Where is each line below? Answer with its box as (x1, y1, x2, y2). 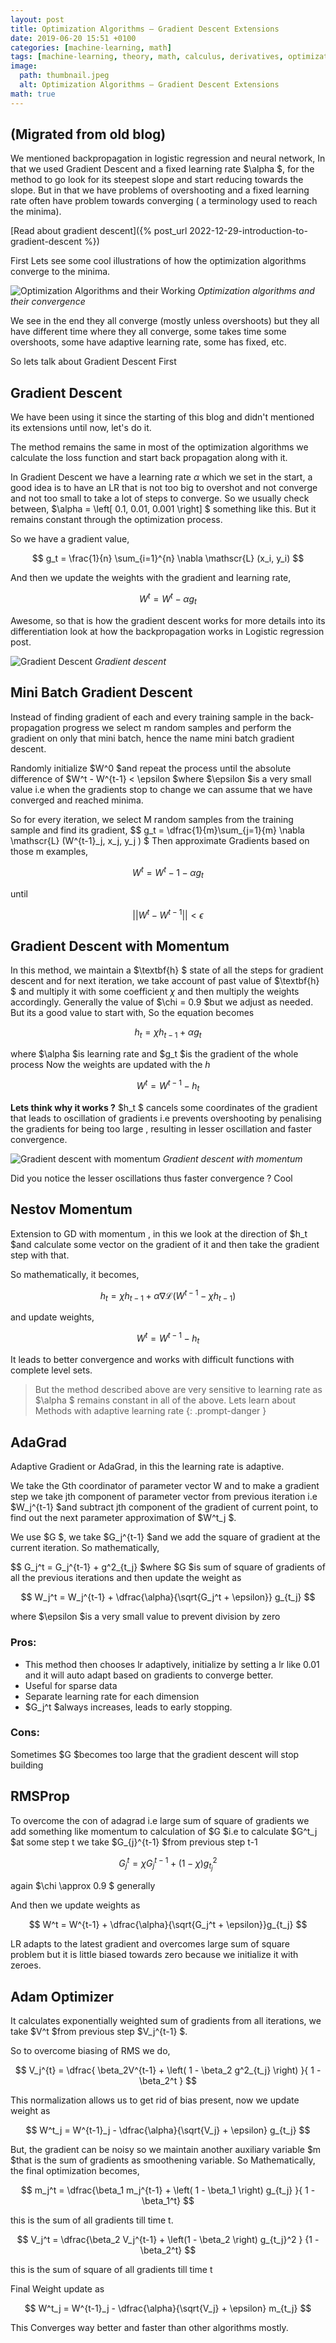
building (10, 1759, 44, 1771)
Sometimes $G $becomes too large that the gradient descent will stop (10, 1748, 300, 1760)
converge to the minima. (10, 266, 111, 278)
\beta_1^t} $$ (141, 2195, 195, 2207)
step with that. (10, 1249, 70, 1261)
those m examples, (10, 845, 89, 857)
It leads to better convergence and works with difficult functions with (10, 1354, 295, 1366)
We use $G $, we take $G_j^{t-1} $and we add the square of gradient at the (10, 1531, 321, 1543)
